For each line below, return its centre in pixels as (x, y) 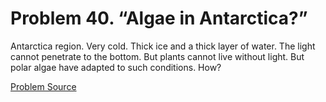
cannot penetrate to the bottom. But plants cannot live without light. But (157, 56)
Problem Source (43, 86)
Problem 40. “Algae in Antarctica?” (159, 18)
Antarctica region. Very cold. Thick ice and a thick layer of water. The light (163, 46)
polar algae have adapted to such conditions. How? (116, 67)
